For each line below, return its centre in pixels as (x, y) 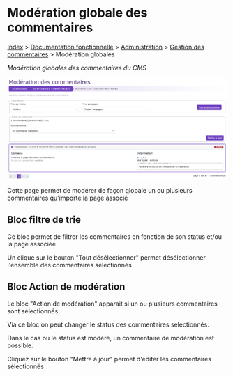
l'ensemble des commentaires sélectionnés (70, 265)
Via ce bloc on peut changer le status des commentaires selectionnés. (108, 324)
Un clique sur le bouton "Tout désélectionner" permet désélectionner (106, 257)
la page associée (32, 244)
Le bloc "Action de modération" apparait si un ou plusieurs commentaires (113, 304)
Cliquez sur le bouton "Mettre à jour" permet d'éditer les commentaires (109, 359)
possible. (20, 345)
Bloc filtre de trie (44, 220)
